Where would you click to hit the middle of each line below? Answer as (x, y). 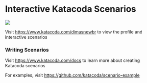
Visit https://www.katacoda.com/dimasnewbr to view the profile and (74, 32)
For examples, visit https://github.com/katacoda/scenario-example (72, 75)
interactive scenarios (26, 37)
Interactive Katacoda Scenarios (71, 9)
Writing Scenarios (27, 50)
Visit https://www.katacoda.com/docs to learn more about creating (73, 60)
